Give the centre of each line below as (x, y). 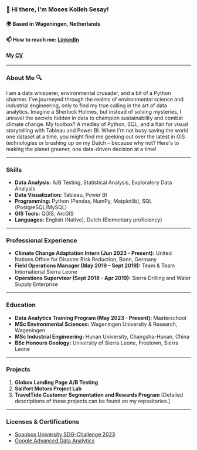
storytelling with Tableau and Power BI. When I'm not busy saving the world (97, 130)
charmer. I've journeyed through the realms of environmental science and (95, 99)
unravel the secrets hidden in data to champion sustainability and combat (95, 118)
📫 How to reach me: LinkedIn (43, 40)
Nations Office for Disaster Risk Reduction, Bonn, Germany (86, 260)
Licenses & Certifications (43, 421)
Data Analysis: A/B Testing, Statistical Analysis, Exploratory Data (93, 182)
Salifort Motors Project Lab (48, 388)
